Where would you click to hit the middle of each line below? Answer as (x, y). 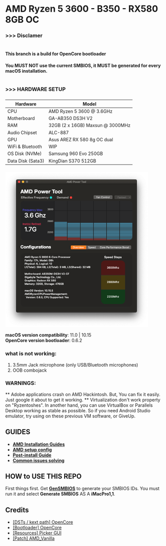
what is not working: (31, 354)
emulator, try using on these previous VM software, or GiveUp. (70, 416)
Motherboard (21, 118)
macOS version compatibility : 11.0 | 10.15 (48, 335)
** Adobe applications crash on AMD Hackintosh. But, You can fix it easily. (83, 394)
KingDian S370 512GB (72, 161)
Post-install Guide (32, 455)
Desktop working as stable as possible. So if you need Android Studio (78, 410)
